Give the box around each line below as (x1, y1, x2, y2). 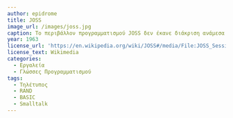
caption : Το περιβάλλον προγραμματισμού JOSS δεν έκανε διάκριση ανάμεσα (7, 29, 225, 37)
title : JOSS (7, 17, 42, 24)
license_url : (7, 42, 45, 49)
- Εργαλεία (13, 62, 45, 69)
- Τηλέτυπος (13, 81, 49, 88)
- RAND (13, 87, 33, 94)
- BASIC (13, 94, 36, 101)
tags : (7, 74, 23, 82)
